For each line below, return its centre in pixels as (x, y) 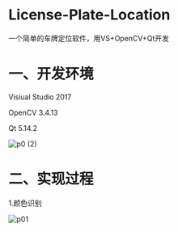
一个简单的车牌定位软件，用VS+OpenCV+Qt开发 (89, 38)
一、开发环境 (51, 74)
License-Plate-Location (89, 15)
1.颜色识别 (25, 203)
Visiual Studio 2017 (40, 97)
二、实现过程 (51, 179)
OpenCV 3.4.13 (33, 112)
